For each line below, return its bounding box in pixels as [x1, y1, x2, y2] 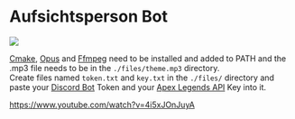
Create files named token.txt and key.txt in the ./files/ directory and [9, 72, 275, 83]
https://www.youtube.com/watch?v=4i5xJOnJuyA [9, 99, 196, 110]
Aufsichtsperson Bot [9, 6, 169, 27]
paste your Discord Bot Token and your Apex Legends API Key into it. [9, 81, 267, 92]
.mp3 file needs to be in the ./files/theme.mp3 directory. [9, 62, 220, 73]
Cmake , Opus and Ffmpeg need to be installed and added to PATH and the [9, 52, 287, 64]
